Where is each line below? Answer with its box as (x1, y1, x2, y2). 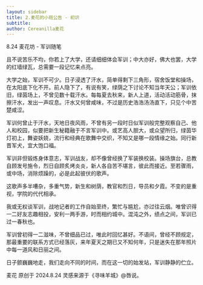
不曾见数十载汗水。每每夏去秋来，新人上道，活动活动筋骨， (43, 91, 192, 98)
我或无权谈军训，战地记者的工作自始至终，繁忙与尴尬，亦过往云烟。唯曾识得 (6, 203, 197, 210)
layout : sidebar (6, 8, 47, 15)
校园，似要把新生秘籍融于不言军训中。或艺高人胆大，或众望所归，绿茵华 (16, 127, 197, 134)
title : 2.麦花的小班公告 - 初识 (6, 14, 80, 21)
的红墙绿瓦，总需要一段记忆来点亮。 (6, 63, 97, 71)
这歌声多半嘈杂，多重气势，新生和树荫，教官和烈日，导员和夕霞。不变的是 (6, 182, 192, 190)
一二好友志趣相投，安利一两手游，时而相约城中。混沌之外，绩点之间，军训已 (6, 211, 197, 218)
